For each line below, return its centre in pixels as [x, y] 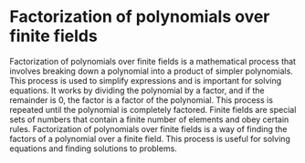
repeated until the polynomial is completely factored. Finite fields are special [153, 109]
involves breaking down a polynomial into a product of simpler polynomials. [152, 71]
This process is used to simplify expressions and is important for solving [146, 80]
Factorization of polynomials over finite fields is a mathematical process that [153, 61]
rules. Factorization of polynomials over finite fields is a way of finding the [148, 128]
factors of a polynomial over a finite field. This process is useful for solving [150, 138]
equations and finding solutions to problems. [94, 148]
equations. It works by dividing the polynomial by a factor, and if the [137, 90]
